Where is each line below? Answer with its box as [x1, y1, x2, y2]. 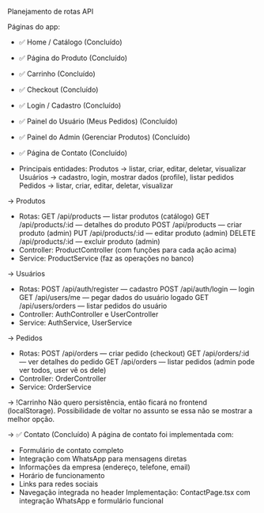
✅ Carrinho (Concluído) [18, 69, 96, 78]
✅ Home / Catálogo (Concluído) [18, 37, 123, 47]
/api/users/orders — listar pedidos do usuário [18, 301, 168, 310]
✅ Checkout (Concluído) [18, 85, 99, 94]
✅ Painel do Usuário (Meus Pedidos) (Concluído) [18, 116, 179, 126]
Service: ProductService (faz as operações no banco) [18, 253, 194, 263]
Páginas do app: [7, 22, 61, 31]
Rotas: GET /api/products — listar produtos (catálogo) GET [18, 211, 210, 221]
